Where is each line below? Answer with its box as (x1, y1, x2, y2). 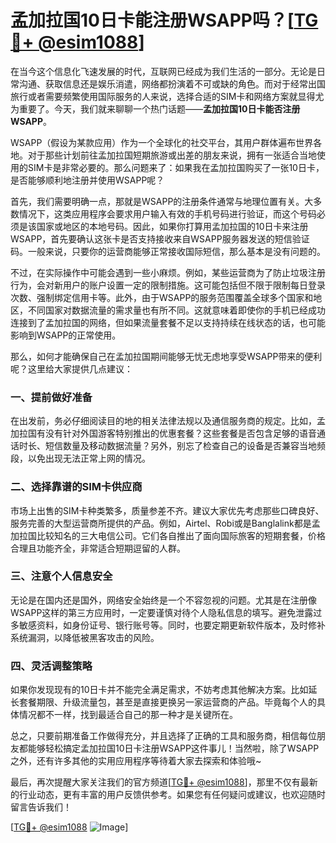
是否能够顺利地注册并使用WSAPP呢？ (10, 174, 165, 186)
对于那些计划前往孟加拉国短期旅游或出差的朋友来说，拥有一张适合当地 (27, 149, 317, 161)
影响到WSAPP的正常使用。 (10, 329, 122, 341)
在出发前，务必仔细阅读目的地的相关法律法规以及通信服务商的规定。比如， (10, 415, 317, 427)
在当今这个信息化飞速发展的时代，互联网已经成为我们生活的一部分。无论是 (10, 65, 317, 77)
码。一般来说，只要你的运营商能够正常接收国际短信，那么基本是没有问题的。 (10, 245, 326, 257)
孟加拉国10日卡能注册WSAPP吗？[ (10, 9, 295, 32)
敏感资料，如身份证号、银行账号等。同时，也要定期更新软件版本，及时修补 (18, 619, 326, 631)
